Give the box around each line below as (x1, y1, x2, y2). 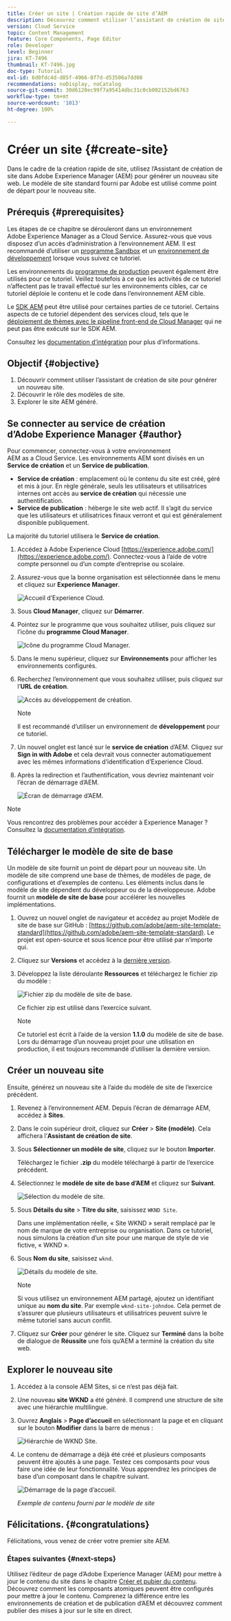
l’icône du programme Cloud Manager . (16, 627, 129, 636)
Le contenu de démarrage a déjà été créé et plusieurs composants (16, 1450, 206, 1459)
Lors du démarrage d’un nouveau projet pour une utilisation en (16, 1037, 195, 1046)
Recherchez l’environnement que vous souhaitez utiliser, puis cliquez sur (16, 675, 223, 683)
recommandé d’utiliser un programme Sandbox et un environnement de (7, 246, 210, 255)
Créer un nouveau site (7, 1064, 104, 1077)
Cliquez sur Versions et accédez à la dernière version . (16, 956, 172, 964)
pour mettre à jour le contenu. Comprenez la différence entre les (7, 1591, 190, 1600)
